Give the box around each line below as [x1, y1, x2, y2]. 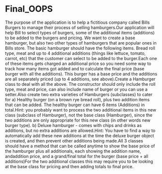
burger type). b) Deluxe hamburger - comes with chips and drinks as [5, 122, 142, 128]
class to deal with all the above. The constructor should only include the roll [5, 81, 156, 87]
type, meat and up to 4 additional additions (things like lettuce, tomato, [5, 50, 146, 56]
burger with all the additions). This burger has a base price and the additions [5, 71, 158, 77]
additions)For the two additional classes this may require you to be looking [5, 158, 153, 164]
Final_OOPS [5, 3, 53, 15]
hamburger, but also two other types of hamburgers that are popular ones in [5, 40, 157, 46]
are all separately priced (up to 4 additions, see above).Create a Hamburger [5, 76, 156, 82]
